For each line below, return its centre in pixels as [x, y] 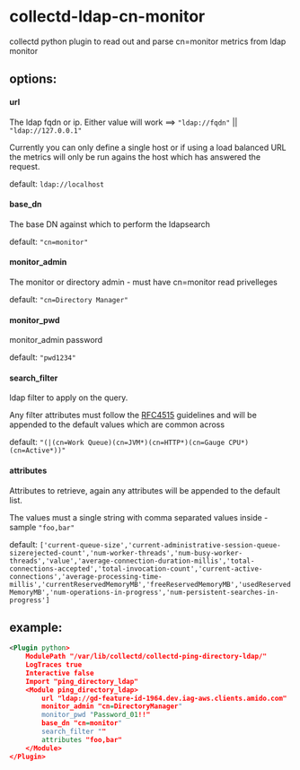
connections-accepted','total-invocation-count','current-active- [136, 569]
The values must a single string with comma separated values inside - [139, 517]
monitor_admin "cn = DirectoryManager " [112, 706]
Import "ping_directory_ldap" [82, 681]
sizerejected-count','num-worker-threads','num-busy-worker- [126, 553]
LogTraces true [54, 665]
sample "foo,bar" [42, 527]
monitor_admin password [56, 340]
